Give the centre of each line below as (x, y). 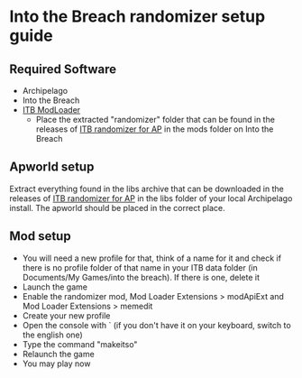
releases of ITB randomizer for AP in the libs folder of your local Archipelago (151, 198)
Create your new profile (66, 315)
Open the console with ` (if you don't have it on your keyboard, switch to (156, 325)
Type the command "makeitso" (80, 344)
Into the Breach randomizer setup (137, 17)
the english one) (52, 335)
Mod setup (40, 236)
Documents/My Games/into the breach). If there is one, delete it (141, 277)
